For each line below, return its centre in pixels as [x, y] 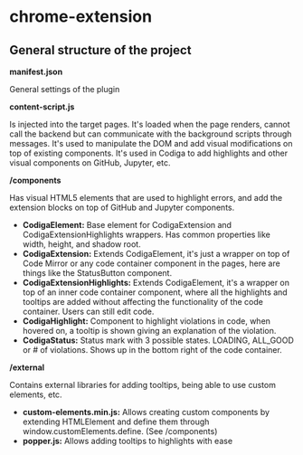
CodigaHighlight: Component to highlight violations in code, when [147, 321]
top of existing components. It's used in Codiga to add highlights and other [149, 153]
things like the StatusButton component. [97, 273]
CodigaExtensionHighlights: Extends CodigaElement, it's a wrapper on [156, 283]
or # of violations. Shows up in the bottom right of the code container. [152, 350]
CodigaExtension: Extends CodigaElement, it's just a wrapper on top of [156, 254]
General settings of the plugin [65, 89]
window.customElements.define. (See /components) [120, 431]
